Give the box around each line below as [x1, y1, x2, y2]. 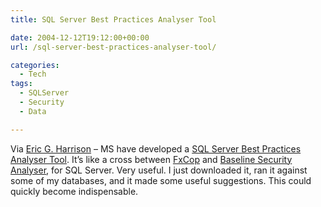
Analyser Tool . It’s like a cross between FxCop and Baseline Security [10, 153, 293, 165]
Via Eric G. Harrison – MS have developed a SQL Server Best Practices [10, 142, 302, 155]
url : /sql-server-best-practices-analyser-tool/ [10, 42, 217, 52]
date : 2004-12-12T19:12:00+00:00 [10, 32, 150, 43]
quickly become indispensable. [10, 185, 139, 197]
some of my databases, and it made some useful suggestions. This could [10, 174, 312, 186]
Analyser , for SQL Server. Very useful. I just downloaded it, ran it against [10, 164, 308, 176]
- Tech [19, 69, 47, 80]
